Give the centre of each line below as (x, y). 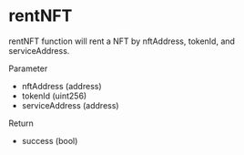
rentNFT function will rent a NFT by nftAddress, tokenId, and (122, 41)
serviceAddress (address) (70, 105)
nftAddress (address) (61, 86)
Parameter (28, 68)
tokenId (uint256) (54, 96)
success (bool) (50, 140)
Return (21, 123)
